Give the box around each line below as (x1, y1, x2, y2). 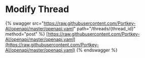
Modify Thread (5, 4, 69, 15)
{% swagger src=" (5, 20, 44, 26)
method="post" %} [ (5, 31, 48, 37)
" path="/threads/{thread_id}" (73, 25, 136, 31)
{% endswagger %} (76, 47, 118, 53)
